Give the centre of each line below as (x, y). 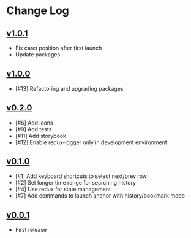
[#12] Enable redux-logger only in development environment (91, 142)
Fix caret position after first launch (58, 48)
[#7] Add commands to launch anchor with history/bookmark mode (100, 196)
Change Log (38, 11)
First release (31, 230)
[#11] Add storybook (40, 136)
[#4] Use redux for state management (63, 189)
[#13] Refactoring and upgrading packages (69, 88)
